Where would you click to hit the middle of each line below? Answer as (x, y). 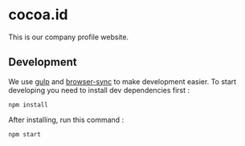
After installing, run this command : (66, 120)
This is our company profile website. (69, 37)
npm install (28, 105)
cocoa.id (38, 15)
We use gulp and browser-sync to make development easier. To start (122, 81)
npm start (25, 134)
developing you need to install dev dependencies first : (99, 90)
